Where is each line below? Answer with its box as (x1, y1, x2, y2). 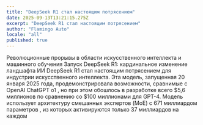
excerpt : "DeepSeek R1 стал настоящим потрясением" (6, 20, 141, 26)
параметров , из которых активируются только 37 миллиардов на (6, 106, 179, 113)
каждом (6, 112, 28, 120)
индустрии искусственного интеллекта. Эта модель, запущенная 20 (6, 74, 185, 80)
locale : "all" (6, 32, 43, 38)
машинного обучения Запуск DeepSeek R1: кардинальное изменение (6, 60, 188, 68)
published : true (6, 37, 48, 43)
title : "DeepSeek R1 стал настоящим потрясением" (6, 9, 136, 15)
